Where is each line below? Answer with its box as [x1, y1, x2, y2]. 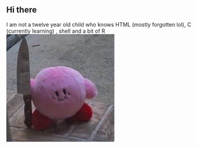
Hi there [6, 5, 38, 15]
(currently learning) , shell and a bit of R [6, 27, 105, 34]
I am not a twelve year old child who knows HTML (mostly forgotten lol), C [6, 21, 192, 28]
